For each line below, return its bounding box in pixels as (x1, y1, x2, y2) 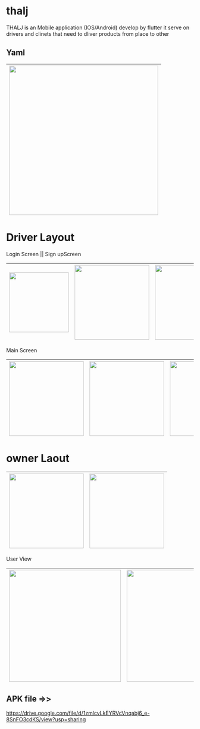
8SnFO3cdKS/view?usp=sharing (6, 716, 86, 723)
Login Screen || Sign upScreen (6, 250, 82, 257)
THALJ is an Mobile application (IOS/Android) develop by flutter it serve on (6, 24, 189, 31)
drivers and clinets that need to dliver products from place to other (6, 30, 170, 37)
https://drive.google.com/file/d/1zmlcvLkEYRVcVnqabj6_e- (6, 709, 150, 717)
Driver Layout (6, 230, 75, 244)
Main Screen (6, 346, 37, 353)
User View (6, 555, 32, 562)
